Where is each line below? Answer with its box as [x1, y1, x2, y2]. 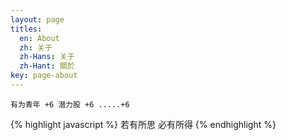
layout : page [10, 14, 65, 25]
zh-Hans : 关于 [19, 52, 75, 62]
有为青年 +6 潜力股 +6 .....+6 [10, 99, 130, 110]
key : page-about [10, 71, 78, 81]
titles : [10, 24, 43, 34]
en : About [19, 33, 60, 43]
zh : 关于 [19, 42, 53, 53]
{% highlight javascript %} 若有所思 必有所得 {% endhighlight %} [10, 118, 277, 130]
